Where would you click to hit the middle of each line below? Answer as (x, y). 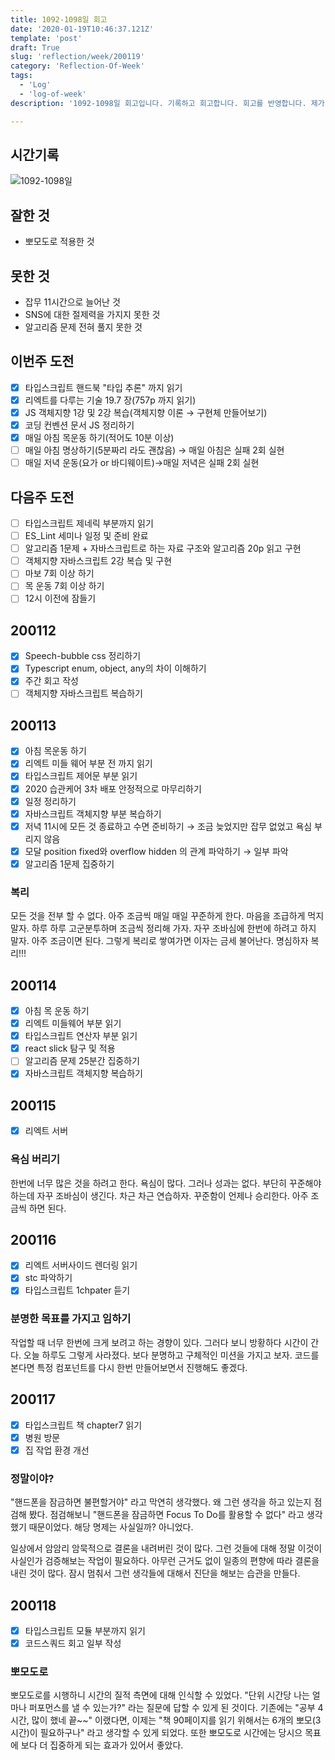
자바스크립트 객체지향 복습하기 (83, 1073)
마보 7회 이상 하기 (59, 573)
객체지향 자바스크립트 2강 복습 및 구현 (98, 561)
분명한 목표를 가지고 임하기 (71, 1319)
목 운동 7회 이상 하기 (64, 586)
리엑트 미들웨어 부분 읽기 (73, 1023)
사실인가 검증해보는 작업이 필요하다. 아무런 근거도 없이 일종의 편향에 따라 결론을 (165, 1561)
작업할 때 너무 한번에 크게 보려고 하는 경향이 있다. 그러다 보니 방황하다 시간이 (159, 1342)
